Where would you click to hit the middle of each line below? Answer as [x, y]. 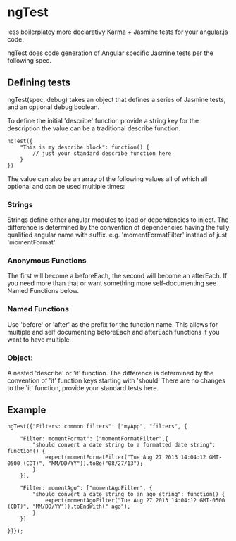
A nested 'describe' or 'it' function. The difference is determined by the [111, 373]
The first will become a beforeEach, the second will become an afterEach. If [117, 276]
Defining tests [39, 83]
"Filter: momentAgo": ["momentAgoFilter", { [86, 488]
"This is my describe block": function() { [85, 147]
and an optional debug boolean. [54, 107]
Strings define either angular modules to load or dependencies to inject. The [118, 220]
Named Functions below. [43, 291]
